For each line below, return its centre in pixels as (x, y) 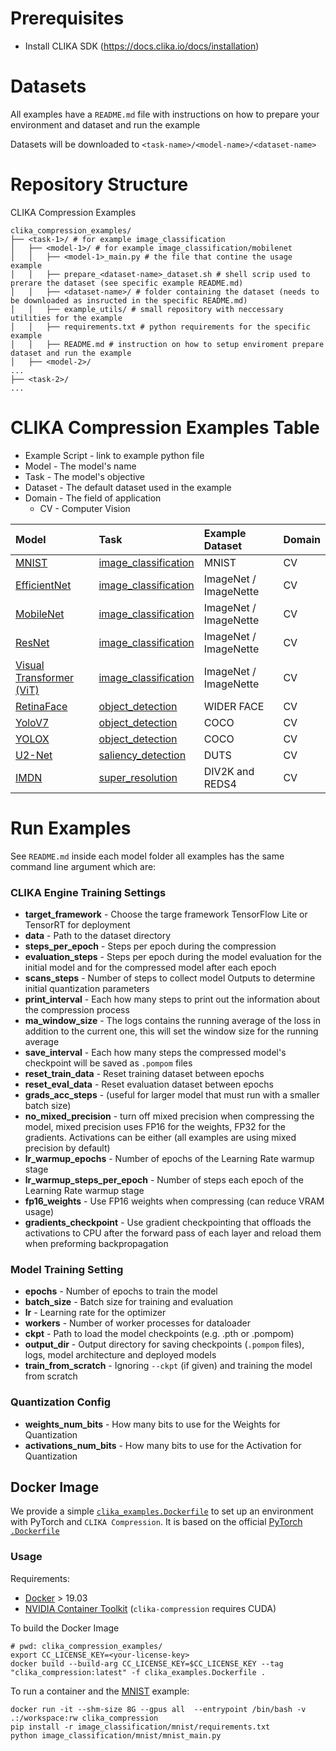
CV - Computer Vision (85, 508)
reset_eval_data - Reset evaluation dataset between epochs (149, 1084)
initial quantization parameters (87, 988)
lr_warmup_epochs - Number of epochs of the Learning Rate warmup (169, 1158)
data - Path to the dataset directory (98, 935)
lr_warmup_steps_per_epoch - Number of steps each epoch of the (164, 1179)
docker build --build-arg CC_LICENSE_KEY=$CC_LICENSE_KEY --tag (147, 1663)
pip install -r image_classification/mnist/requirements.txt (140, 1727)
